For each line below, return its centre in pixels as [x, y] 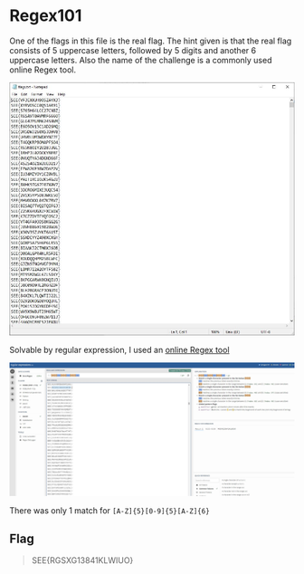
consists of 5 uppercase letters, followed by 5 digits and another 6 [133, 50]
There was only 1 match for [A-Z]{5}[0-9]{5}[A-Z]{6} [109, 510]
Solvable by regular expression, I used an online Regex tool [119, 349]
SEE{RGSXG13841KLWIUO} [82, 560]
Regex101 [46, 16]
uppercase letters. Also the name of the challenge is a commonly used [141, 60]
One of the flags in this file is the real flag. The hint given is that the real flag [151, 41]
